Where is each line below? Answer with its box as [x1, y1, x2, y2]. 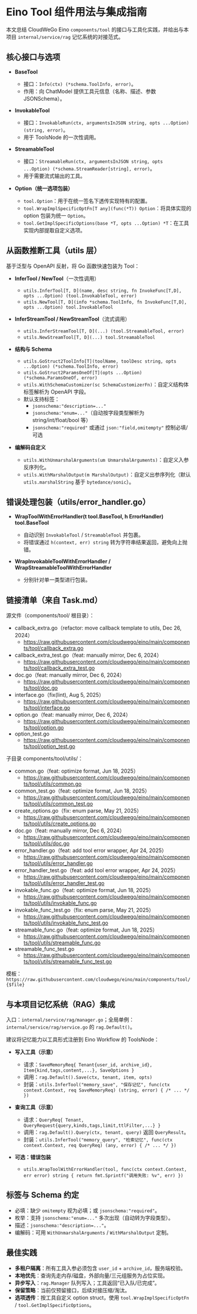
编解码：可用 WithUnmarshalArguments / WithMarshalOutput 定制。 [14, 1229, 172, 1236]
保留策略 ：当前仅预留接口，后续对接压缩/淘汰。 [14, 1286, 131, 1293]
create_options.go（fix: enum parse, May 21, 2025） [14, 807, 142, 814]
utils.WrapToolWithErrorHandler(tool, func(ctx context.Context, [23, 1166, 187, 1172]
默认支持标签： [23, 395, 60, 402]
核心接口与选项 [6, 52, 61, 62]
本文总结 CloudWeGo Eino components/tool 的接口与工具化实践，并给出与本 [6, 26, 189, 33]
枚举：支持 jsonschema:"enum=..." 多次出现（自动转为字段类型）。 [14, 1214, 174, 1221]
